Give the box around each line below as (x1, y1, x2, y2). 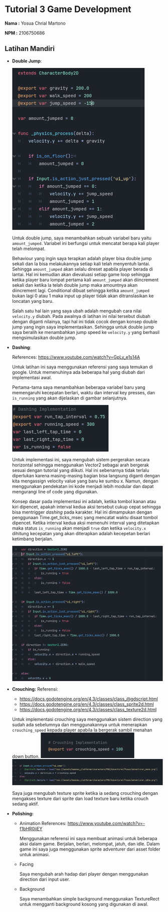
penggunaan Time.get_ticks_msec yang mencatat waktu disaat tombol (12, 514, 158, 520)
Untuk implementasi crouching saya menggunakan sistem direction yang (12, 716, 162, 722)
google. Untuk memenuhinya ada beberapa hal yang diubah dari (12, 369, 145, 375)
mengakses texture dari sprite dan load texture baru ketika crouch (12, 795, 149, 801)
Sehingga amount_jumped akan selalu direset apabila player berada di (12, 266, 153, 272)
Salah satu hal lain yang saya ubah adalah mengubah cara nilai (12, 308, 142, 314)
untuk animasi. (19, 851, 50, 857)
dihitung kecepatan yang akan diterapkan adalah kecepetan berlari (12, 530, 150, 536)
